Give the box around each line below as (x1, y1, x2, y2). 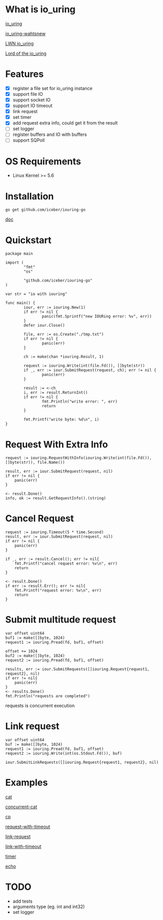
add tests (12, 898, 33, 904)
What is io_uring (5, 4, 76, 15)
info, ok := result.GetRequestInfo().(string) (5, 496, 106, 501)
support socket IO (12, 97, 51, 103)
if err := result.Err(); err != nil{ (5, 583, 86, 589)
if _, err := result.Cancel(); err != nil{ (5, 557, 100, 562)
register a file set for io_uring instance (12, 85, 93, 91)
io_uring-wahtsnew (5, 30, 46, 36)
